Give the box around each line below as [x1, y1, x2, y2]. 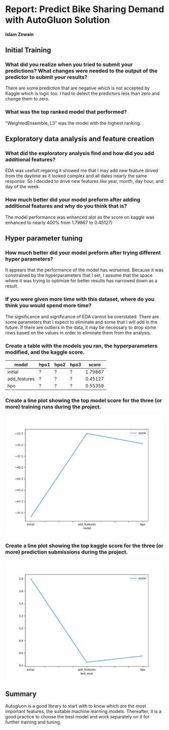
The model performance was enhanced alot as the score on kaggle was [5, 214, 155, 220]
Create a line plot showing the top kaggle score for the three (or [5, 542, 164, 549]
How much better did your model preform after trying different [5, 249, 161, 256]
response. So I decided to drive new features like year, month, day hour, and [5, 178, 164, 184]
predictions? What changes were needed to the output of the [5, 67, 158, 74]
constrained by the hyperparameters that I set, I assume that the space [5, 272, 153, 278]
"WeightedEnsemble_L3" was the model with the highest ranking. [5, 120, 141, 126]
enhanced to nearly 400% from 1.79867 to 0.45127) [5, 219, 112, 225]
